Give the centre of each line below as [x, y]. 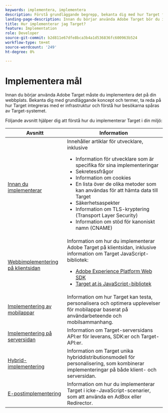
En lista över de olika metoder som [116, 184]
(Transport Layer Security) [107, 215]
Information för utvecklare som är [115, 159]
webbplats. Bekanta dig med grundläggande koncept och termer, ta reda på [83, 100]
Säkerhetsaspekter [98, 203]
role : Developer [22, 33]
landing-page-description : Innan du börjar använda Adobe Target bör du [82, 19]
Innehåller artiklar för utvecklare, [105, 142]
